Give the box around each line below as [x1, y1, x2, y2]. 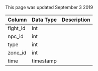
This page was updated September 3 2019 [5, 5, 93, 10]
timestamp [32, 57, 57, 64]
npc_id [8, 33, 24, 40]
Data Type [32, 16, 57, 23]
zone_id [8, 49, 27, 56]
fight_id [8, 25, 26, 32]
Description [61, 16, 90, 23]
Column [8, 16, 27, 23]
